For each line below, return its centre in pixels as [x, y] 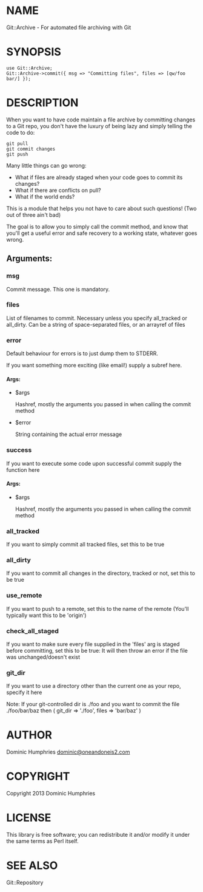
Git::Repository [25, 883]
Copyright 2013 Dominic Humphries [51, 794]
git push [17, 154]
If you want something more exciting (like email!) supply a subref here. [94, 366]
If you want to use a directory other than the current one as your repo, [94, 686]
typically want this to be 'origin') [46, 615]
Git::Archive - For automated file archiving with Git [69, 27]
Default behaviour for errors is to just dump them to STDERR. [82, 353]
